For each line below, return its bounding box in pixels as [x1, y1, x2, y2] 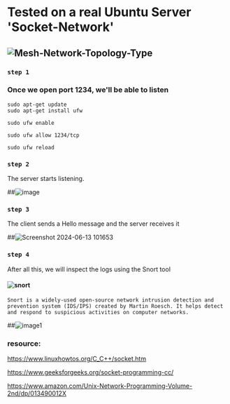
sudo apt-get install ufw [7, 107, 82, 114]
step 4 [7, 250, 30, 259]
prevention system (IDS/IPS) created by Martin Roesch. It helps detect [7, 302, 224, 309]
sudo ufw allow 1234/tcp [7, 131, 80, 139]
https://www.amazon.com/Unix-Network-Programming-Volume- [7, 382, 193, 390]
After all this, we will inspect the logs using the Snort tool [7, 264, 171, 274]
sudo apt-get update [7, 101, 68, 108]
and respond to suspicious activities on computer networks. [7, 309, 189, 316]
